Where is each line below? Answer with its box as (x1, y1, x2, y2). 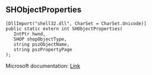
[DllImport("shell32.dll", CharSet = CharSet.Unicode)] (5, 20, 147, 26)
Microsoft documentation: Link (5, 62, 81, 69)
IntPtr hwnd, (13, 31, 46, 37)
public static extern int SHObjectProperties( (5, 26, 123, 32)
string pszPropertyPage (13, 46, 72, 52)
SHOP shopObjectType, (13, 36, 67, 42)
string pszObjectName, (13, 41, 69, 47)
